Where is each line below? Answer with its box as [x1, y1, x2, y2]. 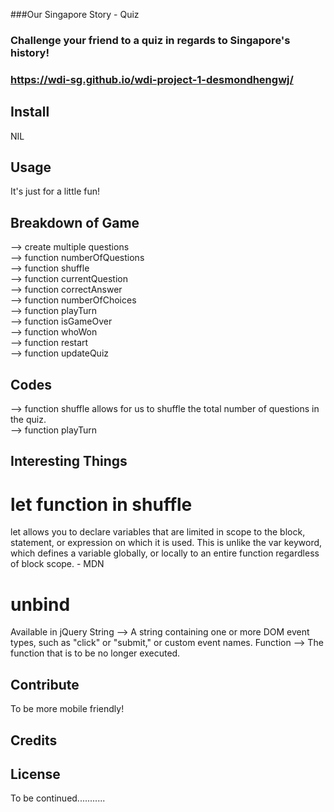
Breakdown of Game [10, 214, 140, 231]
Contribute [10, 676, 80, 693]
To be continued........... [10, 792, 106, 804]
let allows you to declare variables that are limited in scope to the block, [10, 526, 306, 538]
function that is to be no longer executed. [10, 647, 181, 659]
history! [10, 45, 50, 59]
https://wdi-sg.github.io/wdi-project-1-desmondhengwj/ [10, 72, 294, 86]
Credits [10, 732, 58, 749]
